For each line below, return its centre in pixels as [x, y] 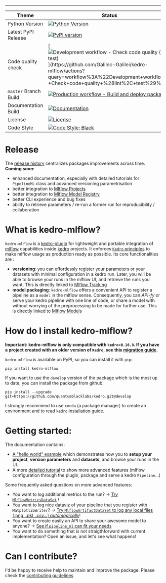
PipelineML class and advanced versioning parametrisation [72, 183]
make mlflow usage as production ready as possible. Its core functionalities [82, 254]
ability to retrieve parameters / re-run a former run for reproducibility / [83, 204]
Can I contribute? [41, 556]
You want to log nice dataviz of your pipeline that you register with [80, 505]
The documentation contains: [35, 444]
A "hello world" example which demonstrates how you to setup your [82, 454]
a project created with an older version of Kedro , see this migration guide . [82, 350]
